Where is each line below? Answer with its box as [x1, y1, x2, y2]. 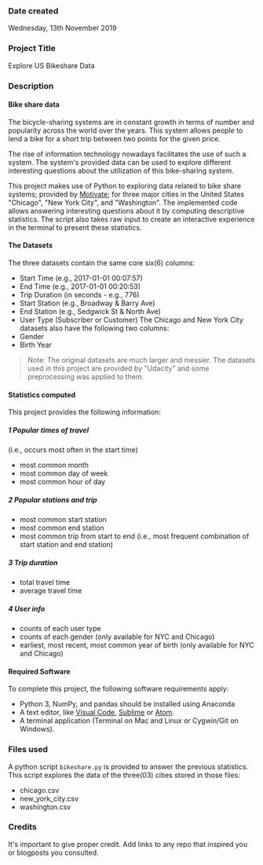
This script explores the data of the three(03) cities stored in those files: [8, 770, 241, 779]
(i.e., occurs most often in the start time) [8, 445, 139, 454]
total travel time [19, 578, 71, 587]
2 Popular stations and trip [8, 495, 98, 504]
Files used [8, 744, 49, 755]
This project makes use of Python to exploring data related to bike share [8, 181, 242, 190]
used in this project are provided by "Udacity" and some [27, 363, 210, 373]
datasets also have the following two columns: [19, 323, 170, 333]
